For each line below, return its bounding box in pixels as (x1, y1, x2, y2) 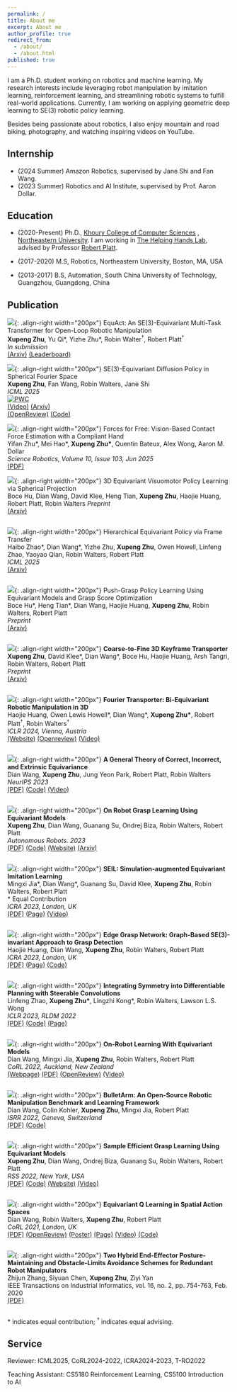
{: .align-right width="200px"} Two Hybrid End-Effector (14, 1251, 178, 1260)
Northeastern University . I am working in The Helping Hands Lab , (17, 236, 208, 244)
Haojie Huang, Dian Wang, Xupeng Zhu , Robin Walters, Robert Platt (7, 945, 204, 954)
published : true (7, 57, 55, 64)
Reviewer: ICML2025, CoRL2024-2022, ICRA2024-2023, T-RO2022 (7, 1356, 206, 1364)
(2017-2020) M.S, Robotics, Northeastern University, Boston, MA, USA (17, 257, 224, 266)
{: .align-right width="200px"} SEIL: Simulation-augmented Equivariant (14, 864, 226, 873)
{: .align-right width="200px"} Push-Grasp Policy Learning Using (14, 586, 204, 594)
